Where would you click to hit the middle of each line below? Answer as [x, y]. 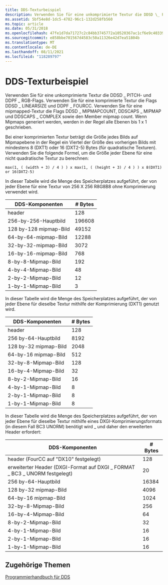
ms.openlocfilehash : [27, 33]
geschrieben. [19, 127]
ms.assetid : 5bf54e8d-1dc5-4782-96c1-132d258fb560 [59, 19]
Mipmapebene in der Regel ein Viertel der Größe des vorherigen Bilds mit [80, 142]
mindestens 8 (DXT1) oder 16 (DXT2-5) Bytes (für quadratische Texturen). [81, 148]
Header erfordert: [23, 432]
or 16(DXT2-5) [20, 172]
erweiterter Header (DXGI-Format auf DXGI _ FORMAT [71, 467]
